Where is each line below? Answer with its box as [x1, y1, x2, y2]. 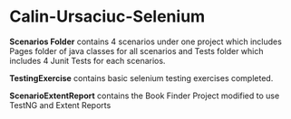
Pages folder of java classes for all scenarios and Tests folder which [9, 45, 265, 56]
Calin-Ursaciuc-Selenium [9, 6, 206, 27]
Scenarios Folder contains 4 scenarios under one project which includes [9, 36, 283, 47]
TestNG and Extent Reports [9, 99, 112, 110]
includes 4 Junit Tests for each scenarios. [9, 55, 166, 66]
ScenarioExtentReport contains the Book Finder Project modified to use [9, 90, 280, 101]
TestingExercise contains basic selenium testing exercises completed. [9, 72, 274, 83]
